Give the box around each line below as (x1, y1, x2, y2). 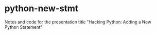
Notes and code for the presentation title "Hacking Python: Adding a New (4, 19, 152, 25)
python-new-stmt (4, 3, 79, 14)
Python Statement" (4, 24, 43, 30)
